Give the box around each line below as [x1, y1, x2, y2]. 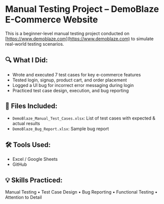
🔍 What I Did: [5, 56, 48, 65]
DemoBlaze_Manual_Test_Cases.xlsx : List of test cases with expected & [12, 115, 156, 121]
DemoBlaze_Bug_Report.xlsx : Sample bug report [12, 126, 109, 132]
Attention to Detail [5, 195, 42, 201]
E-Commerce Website [5, 14, 98, 25]
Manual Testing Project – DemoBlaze [5, 3, 159, 15]
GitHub [12, 161, 27, 167]
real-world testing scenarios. [5, 41, 65, 47]
